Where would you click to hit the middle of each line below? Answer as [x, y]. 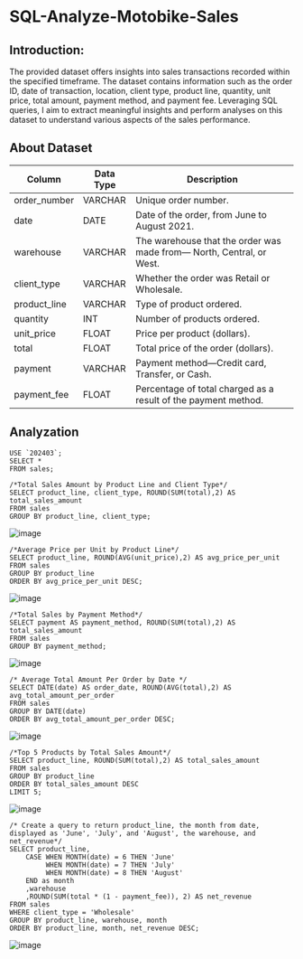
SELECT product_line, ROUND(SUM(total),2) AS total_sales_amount [134, 760]
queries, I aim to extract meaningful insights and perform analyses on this [146, 110]
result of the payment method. [199, 400]
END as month [50, 880]
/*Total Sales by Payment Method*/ [76, 615]
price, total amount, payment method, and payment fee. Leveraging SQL [143, 100]
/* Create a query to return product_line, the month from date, [134, 825]
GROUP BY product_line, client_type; [80, 516]
